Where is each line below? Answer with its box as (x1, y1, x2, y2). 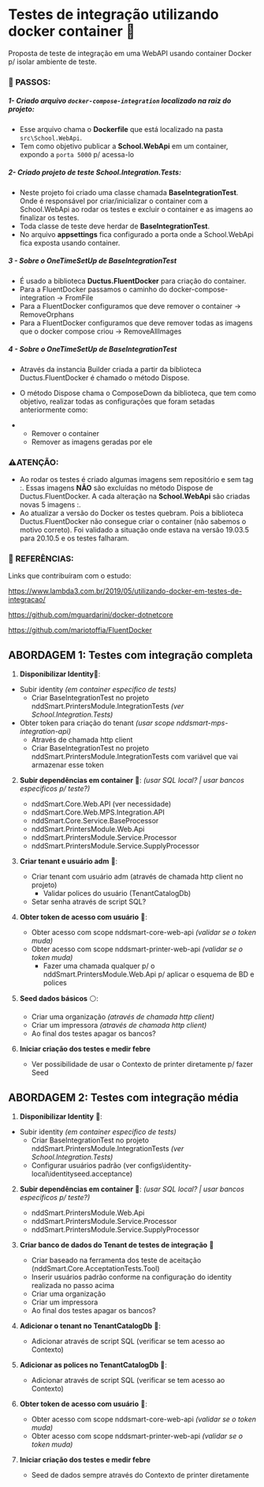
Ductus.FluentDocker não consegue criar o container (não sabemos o (19, 517, 247, 526)
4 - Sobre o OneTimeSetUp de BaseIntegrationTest (8, 344, 177, 354)
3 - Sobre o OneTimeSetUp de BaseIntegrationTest (8, 256, 177, 265)
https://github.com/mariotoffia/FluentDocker (8, 626, 152, 635)
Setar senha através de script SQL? (31, 897, 147, 906)
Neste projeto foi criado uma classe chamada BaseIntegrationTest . (19, 187, 239, 197)
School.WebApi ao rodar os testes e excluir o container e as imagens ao (19, 204, 254, 214)
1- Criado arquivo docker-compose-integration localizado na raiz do (8, 96, 232, 106)
